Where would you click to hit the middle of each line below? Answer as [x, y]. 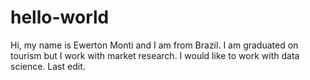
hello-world [60, 17]
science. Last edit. [48, 66]
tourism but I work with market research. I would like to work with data [155, 55]
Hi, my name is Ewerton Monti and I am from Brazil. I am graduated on [154, 45]
